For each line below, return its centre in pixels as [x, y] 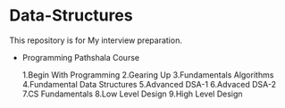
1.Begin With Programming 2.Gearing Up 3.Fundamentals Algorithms [148, 75]
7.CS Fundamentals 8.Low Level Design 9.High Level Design [132, 94]
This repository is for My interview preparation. [96, 40]
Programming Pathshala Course [81, 57]
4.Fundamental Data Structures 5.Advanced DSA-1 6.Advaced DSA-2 [149, 84]
